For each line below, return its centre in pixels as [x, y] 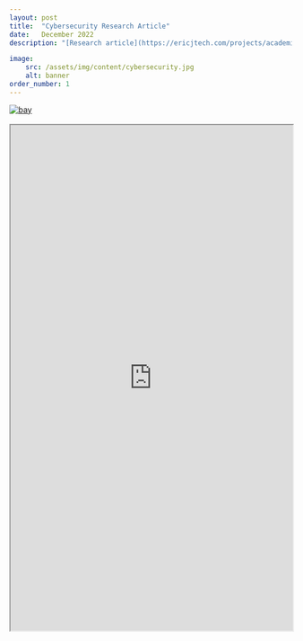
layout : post [34, 18]
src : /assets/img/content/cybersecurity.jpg [110, 67]
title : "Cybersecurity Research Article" [90, 26]
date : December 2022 [52, 34]
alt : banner [48, 76]
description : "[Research [56, 43]
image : [22, 59]
